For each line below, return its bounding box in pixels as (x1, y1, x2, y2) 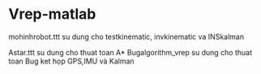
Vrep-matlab (8, 5, 96, 24)
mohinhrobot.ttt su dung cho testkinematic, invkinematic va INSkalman (8, 32, 245, 41)
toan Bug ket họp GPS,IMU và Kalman (8, 56, 135, 66)
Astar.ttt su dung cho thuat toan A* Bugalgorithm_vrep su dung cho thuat (8, 47, 253, 57)
